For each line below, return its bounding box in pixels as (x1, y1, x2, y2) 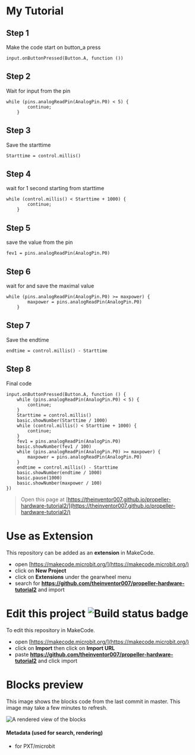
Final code (6, 380, 32, 387)
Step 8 (6, 364, 31, 374)
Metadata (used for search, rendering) (6, 729, 103, 737)
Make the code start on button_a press (6, 44, 101, 51)
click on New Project (14, 567, 67, 574)
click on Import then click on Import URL (14, 644, 115, 651)
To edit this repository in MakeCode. (6, 626, 95, 633)
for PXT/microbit (14, 742, 55, 750)
